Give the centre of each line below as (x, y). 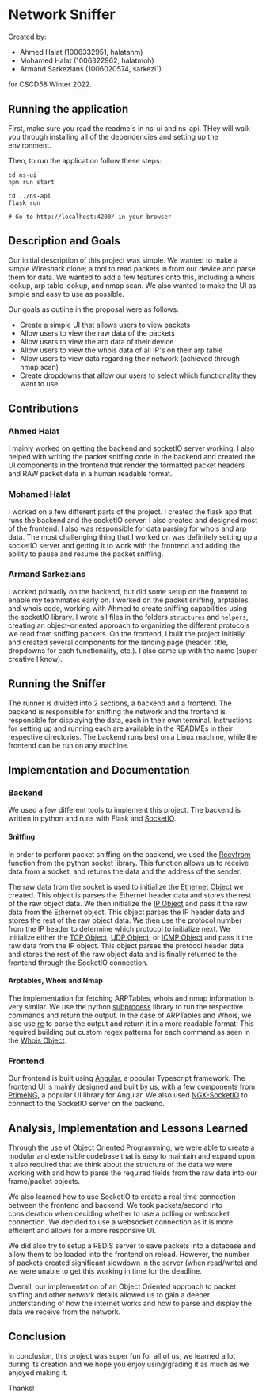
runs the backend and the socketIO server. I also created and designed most (133, 520)
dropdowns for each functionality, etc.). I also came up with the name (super (133, 650)
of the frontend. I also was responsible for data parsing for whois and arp (127, 528)
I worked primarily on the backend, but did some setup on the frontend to (128, 591)
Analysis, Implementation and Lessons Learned (128, 1128)
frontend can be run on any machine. (68, 745)
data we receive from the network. (65, 1312)
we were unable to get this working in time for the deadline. (105, 1270)
